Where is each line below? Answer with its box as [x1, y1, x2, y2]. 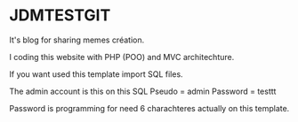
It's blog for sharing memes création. [9, 34, 145, 45]
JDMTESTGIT [9, 5, 111, 26]
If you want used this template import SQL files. [9, 68, 184, 80]
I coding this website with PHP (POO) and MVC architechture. [9, 51, 235, 62]
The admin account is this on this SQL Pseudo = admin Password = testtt [9, 86, 277, 96]
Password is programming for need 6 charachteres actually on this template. [9, 103, 290, 113]
